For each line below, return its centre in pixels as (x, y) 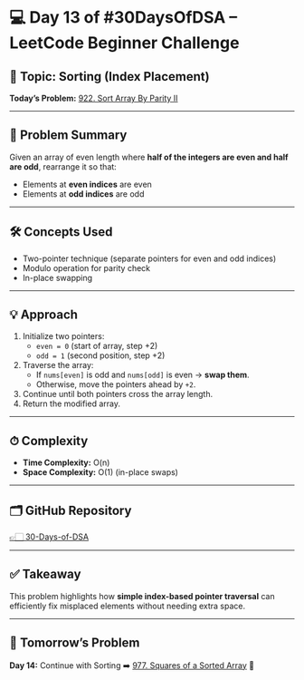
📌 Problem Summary (68, 136)
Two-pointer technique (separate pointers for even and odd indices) (149, 258)
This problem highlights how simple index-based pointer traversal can (142, 596)
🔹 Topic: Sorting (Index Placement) (109, 77)
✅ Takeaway (45, 574)
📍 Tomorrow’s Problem (75, 643)
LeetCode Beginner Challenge (124, 43)
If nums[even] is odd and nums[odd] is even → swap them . (143, 375)
